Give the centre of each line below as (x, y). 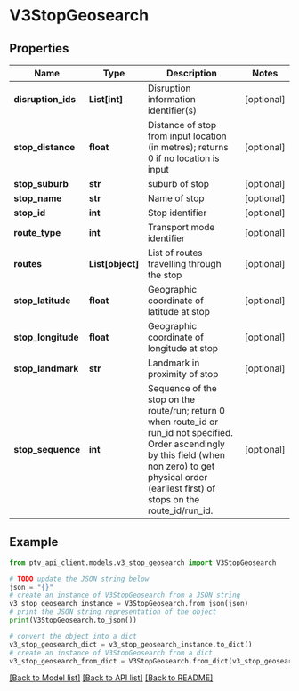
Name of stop (176, 198)
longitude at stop (183, 348)
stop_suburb (41, 184)
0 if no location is (183, 158)
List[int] (106, 99)
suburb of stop (178, 184)
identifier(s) (172, 110)
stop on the (171, 399)
